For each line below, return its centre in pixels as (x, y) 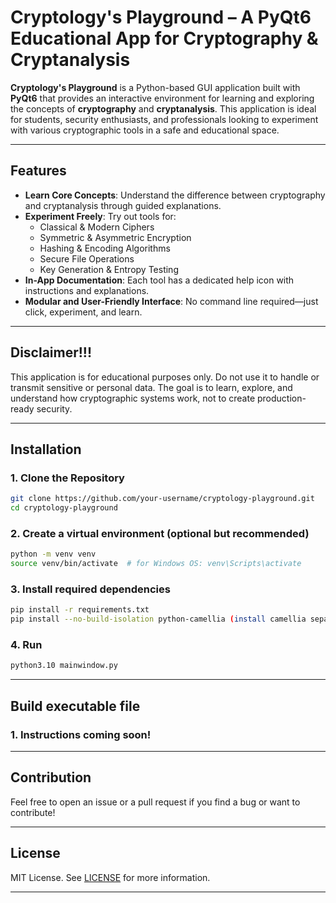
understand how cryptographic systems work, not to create (133, 398)
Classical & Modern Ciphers (97, 227)
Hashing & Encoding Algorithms (105, 248)
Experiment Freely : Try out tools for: (100, 216)
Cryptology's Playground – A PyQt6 (161, 17)
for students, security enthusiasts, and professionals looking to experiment (164, 119)
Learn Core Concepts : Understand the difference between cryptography (175, 195)
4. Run (26, 645)
